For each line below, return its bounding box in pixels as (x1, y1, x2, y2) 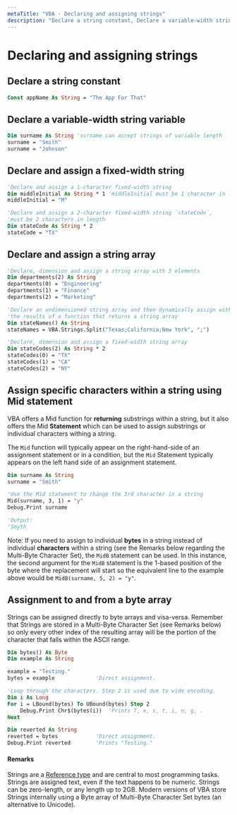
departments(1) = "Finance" (7, 287, 90, 294)
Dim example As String (7, 656, 74, 663)
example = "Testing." (7, 668, 71, 675)
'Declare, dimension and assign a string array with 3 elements (7, 267, 200, 274)
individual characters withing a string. (7, 429, 116, 437)
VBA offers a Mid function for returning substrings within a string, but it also (7, 414, 229, 423)
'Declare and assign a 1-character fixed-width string (7, 183, 172, 191)
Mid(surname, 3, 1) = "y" (7, 497, 83, 505)
